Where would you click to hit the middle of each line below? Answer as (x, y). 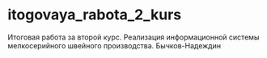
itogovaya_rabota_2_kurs (95, 15)
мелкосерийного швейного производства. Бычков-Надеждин (114, 45)
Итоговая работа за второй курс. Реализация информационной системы (133, 37)
